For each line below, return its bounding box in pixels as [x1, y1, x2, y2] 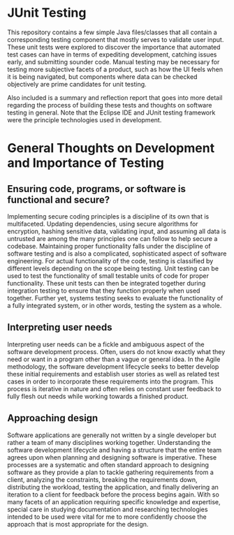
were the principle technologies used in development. [7, 115, 162, 124]
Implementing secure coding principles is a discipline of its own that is [7, 212, 210, 221]
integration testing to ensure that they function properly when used [7, 286, 200, 295]
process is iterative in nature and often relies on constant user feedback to [7, 384, 221, 393]
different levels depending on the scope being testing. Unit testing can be [7, 264, 219, 272]
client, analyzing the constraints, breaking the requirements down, [7, 475, 198, 483]
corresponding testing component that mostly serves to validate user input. [7, 35, 224, 43]
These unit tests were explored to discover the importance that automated [7, 43, 221, 51]
